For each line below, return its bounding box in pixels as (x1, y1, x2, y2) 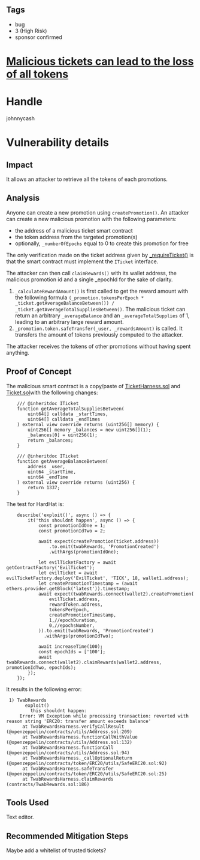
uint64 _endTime (28, 474, 68, 480)
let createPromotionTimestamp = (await (38, 580, 138, 587)
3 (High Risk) (14, 27, 47, 34)
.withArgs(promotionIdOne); (49, 549, 119, 555)
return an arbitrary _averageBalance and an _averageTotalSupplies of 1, (14, 312, 190, 319)
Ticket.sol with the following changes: (6, 389, 98, 396)
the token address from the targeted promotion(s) (14, 233, 138, 240)
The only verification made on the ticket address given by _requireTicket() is (6, 251, 194, 258)
